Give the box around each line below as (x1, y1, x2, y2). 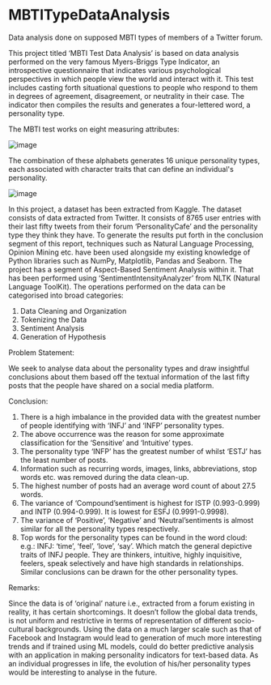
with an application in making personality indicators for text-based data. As (8, 650, 259, 660)
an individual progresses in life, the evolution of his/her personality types (8, 658, 251, 668)
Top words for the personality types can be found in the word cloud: (19, 533, 248, 542)
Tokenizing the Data (19, 315, 87, 324)
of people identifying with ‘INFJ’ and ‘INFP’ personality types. (19, 420, 225, 430)
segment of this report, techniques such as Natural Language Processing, (8, 238, 255, 248)
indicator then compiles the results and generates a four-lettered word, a (8, 100, 251, 109)
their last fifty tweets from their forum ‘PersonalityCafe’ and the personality (8, 221, 258, 231)
